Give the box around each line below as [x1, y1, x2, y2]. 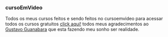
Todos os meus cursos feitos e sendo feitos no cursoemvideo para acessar [5, 16, 163, 22]
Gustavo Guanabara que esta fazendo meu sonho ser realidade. [5, 26, 139, 32]
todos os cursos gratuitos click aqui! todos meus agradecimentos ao [5, 21, 149, 27]
